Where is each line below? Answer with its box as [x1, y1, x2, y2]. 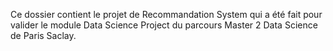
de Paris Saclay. [10, 30, 77, 41]
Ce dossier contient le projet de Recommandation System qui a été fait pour [10, 9, 323, 20]
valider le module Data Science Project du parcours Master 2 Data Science [10, 19, 318, 31]
